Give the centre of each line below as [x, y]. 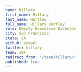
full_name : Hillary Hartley [35, 24]
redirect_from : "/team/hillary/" [41, 57]
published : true [22, 62]
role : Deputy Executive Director [41, 29]
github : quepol [21, 43]
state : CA [16, 39]
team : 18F [16, 52]
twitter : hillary [24, 48]
